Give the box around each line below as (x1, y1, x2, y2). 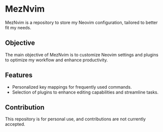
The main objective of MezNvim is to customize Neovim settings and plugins (5, 52, 159, 57)
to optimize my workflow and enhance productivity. (5, 57, 108, 63)
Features (5, 71, 33, 79)
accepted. (5, 121, 25, 127)
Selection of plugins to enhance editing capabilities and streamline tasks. (12, 89, 159, 95)
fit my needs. (5, 24, 32, 30)
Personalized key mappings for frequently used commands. (12, 84, 132, 90)
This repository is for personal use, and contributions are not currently (5, 116, 146, 122)
